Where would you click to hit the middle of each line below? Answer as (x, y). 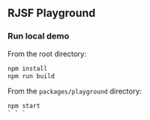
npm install (27, 68)
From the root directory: (47, 54)
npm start (24, 106)
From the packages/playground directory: (75, 91)
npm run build (31, 76)
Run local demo (39, 36)
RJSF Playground (52, 13)
